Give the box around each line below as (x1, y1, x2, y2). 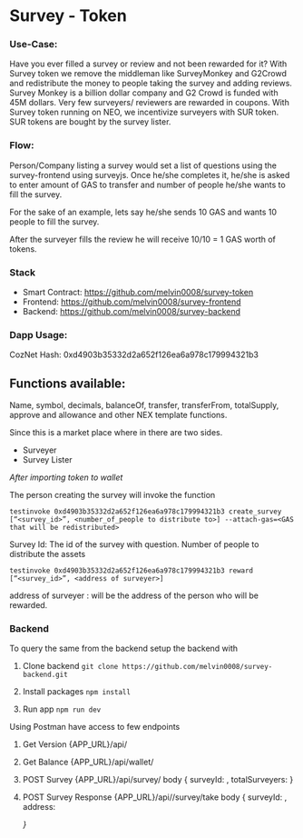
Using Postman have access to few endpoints (9, 722, 181, 733)
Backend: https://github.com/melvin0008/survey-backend (22, 306, 241, 317)
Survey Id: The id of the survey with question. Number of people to (9, 539, 259, 550)
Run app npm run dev (22, 703, 102, 714)
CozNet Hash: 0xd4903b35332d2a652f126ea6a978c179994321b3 (9, 349, 259, 360)
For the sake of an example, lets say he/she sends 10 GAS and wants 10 (9, 206, 278, 217)
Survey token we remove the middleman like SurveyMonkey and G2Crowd (9, 68, 288, 79)
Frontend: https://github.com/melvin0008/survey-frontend (22, 296, 242, 307)
